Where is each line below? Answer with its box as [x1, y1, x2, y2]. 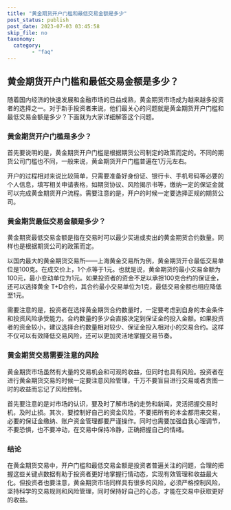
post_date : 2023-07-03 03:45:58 [7, 23, 100, 30]
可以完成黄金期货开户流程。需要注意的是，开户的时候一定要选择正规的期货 [7, 189, 218, 197]
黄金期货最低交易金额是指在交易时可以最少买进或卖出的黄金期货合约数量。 [7, 234, 218, 242]
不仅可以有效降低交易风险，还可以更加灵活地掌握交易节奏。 [7, 331, 176, 340]
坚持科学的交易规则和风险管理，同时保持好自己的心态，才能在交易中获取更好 [7, 487, 224, 495]
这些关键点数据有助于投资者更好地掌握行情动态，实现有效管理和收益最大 [12, 469, 218, 478]
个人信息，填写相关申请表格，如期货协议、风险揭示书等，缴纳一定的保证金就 [7, 180, 224, 188]
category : [13, 42, 41, 49]
